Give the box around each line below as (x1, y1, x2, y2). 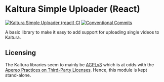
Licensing (5, 49, 36, 57)
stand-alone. (5, 72, 31, 78)
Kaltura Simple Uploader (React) (5, 3, 140, 15)
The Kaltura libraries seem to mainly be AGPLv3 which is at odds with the (5, 61, 154, 67)
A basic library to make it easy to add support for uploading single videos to (5, 29, 160, 35)
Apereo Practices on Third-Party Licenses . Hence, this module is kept (5, 67, 147, 73)
